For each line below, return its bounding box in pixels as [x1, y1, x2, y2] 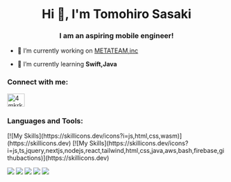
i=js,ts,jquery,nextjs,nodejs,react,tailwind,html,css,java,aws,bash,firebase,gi [7, 147, 225, 155]
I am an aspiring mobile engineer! [59, 31, 174, 41]
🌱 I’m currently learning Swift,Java [17, 60, 117, 69]
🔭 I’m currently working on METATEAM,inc [17, 46, 139, 55]
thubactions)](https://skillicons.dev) [7, 154, 110, 162]
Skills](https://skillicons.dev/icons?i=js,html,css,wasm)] [24, 131, 182, 140]
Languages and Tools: [7, 116, 83, 125]
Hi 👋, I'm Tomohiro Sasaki [41, 6, 192, 22]
